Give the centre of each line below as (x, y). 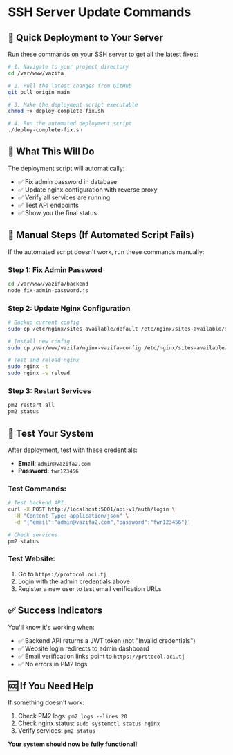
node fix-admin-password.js (48, 290)
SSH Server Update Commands (100, 12)
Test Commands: (37, 489)
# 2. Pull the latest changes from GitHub (70, 86)
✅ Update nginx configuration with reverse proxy (87, 189)
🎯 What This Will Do (51, 152)
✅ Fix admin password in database (67, 181)
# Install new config (39, 341)
